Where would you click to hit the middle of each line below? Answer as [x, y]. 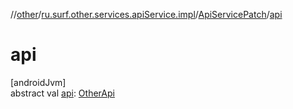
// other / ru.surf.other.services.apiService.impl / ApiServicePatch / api [146, 14]
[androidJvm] [38, 82]
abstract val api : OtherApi [62, 93]
